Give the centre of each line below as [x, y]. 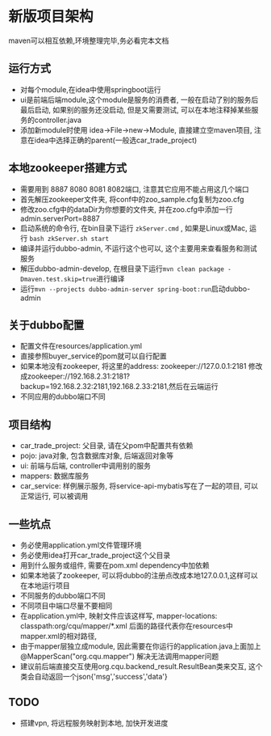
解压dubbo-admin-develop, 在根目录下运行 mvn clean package [122, 269]
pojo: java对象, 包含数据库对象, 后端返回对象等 [97, 456]
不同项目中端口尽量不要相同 [66, 606]
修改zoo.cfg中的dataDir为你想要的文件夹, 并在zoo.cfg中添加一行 [126, 209]
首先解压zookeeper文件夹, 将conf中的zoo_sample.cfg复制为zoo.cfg [132, 199]
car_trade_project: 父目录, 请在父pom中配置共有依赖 [106, 446]
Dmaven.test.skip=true [58, 279]
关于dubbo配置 [46, 325]
